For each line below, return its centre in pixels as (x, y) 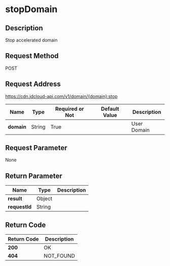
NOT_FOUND (59, 256)
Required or (70, 109)
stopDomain (31, 9)
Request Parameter (36, 148)
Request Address (33, 84)
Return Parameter (34, 176)
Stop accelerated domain (31, 40)
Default (110, 109)
